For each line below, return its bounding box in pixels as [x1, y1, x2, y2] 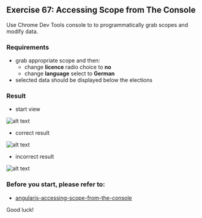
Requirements [6, 43, 50, 51]
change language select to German [24, 70, 115, 77]
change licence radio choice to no [24, 64, 111, 71]
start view [15, 105, 41, 113]
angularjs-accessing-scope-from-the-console [15, 194, 132, 201]
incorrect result [15, 153, 54, 160]
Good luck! [6, 206, 34, 213]
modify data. [6, 28, 39, 35]
